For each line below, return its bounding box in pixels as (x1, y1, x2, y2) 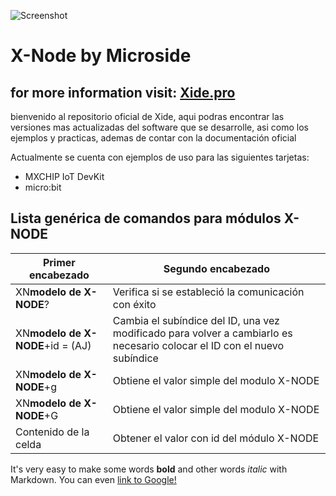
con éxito (112, 297, 157, 311)
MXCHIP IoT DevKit (24, 171, 105, 182)
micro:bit (24, 181, 62, 193)
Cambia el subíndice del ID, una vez (112, 313, 280, 327)
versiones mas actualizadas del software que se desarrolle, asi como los (10, 121, 309, 133)
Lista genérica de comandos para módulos (10, 210, 282, 227)
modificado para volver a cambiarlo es (112, 326, 293, 340)
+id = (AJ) (43, 338, 92, 352)
